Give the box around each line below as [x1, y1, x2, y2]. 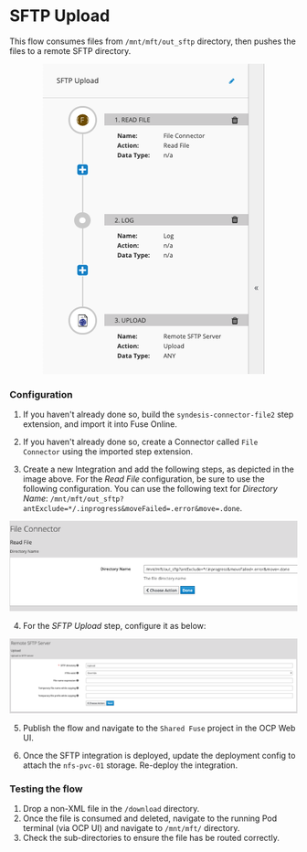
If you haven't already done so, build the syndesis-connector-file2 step [22, 409, 294, 421]
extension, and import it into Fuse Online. [22, 419, 178, 430]
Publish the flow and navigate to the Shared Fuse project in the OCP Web [22, 723, 296, 734]
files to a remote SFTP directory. [9, 45, 132, 56]
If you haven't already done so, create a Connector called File [22, 436, 259, 448]
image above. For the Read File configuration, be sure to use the [22, 474, 265, 485]
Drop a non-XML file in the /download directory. [22, 804, 200, 815]
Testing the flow [9, 783, 83, 795]
